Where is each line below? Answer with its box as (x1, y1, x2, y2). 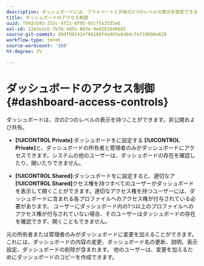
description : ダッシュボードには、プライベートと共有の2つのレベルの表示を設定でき (6, 9, 194, 15)
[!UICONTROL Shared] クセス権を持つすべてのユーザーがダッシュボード (15, 180, 194, 187)
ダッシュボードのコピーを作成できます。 (16, 253, 118, 261)
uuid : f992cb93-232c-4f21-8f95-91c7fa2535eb (6, 20, 121, 26)
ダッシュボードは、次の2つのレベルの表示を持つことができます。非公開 (6, 116, 185, 123)
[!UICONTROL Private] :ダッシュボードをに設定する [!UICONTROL (15, 136, 180, 143)
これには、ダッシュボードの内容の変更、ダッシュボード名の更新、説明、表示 (6, 238, 198, 245)
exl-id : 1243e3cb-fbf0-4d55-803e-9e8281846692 (6, 26, 126, 32)
